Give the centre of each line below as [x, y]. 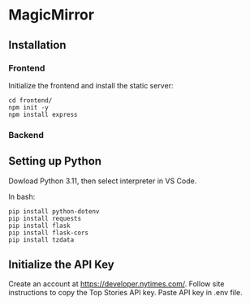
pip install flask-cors [49, 233]
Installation [37, 45]
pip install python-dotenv [54, 211]
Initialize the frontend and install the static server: [91, 85]
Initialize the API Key [62, 264]
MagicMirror [52, 15]
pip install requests [45, 218]
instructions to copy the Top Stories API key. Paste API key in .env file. [126, 293]
